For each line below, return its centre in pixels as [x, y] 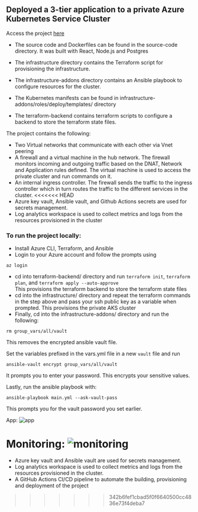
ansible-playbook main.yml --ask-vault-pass [62, 398]
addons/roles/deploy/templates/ [53, 104]
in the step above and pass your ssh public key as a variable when [95, 302]
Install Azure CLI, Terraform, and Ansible [64, 248]
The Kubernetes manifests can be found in [66, 98]
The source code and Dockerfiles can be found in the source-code [96, 44]
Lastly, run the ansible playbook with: [51, 387]
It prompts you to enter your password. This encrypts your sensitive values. [98, 375]
